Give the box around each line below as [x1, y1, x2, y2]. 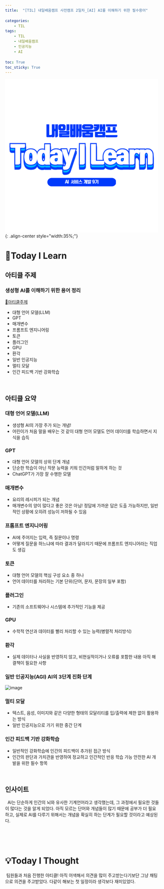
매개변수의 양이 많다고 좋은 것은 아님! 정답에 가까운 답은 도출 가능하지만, [12, 503, 149, 509]
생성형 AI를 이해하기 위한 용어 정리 [5, 287, 81, 294]
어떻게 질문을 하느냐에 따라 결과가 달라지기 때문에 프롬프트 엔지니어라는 [12, 540, 148, 547]
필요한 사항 [25, 660, 47, 666]
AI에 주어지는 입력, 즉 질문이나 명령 [12, 534, 79, 540]
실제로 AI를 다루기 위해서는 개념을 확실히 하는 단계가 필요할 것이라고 [15, 811, 145, 817]
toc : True [5, 59, 25, 65]
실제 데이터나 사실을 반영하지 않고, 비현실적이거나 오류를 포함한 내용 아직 [12, 654, 151, 659]
